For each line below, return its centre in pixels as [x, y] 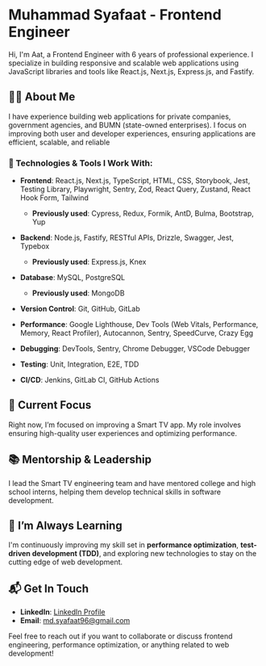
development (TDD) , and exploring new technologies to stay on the [144, 554]
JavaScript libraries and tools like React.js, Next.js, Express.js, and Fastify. [131, 71]
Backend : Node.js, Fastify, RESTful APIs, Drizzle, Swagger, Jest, [127, 238]
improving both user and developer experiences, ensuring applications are [132, 133]
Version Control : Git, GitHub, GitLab [80, 309]
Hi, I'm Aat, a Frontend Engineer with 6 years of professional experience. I [131, 54]
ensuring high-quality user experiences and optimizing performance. [123, 433]
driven [19, 554]
